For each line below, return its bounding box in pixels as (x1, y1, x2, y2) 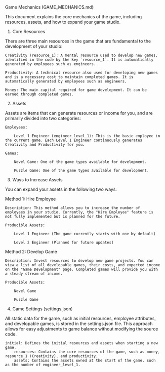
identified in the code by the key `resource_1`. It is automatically (5, 57, 154, 62)
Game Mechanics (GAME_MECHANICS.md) (5, 4, 94, 10)
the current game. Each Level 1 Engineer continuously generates (5, 138, 142, 143)
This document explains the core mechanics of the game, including (5, 14, 142, 19)
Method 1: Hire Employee (5, 196, 56, 202)
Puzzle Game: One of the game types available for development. (14, 168, 149, 173)
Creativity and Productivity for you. (5, 142, 85, 147)
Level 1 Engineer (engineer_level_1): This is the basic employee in (14, 133, 161, 138)
